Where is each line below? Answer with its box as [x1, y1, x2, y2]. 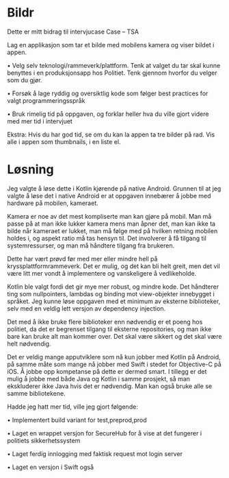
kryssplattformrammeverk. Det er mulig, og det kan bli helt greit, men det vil [7, 262, 220, 270]
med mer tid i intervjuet [7, 117, 73, 125]
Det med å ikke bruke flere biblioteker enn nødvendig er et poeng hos [7, 318, 203, 326]
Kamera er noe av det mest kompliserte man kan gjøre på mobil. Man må [7, 212, 212, 220]
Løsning [7, 162, 54, 178]
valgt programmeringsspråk [7, 96, 85, 104]
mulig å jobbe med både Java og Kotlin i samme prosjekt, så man [7, 374, 190, 383]
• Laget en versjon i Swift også [7, 463, 94, 471]
